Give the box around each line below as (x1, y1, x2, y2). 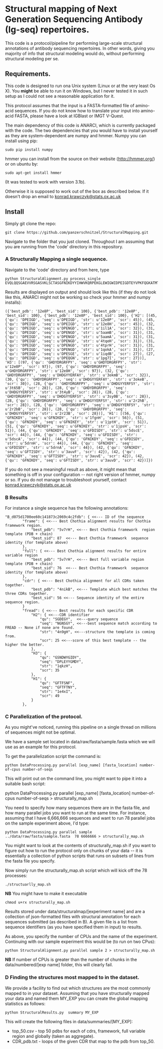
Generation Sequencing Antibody (5, 14, 143, 25)
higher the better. (5, 643, 45, 647)
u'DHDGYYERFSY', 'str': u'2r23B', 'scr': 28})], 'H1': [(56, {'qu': (5, 411, 147, 416)
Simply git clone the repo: (5, 221, 57, 226)
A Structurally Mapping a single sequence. (5, 256, 108, 262)
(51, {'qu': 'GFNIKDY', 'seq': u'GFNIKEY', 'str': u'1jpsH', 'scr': (5, 423, 147, 429)
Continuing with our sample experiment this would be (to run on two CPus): (5, 939, 156, 945)
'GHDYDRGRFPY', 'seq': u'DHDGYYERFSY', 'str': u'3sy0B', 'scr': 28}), (5, 394, 151, 399)
